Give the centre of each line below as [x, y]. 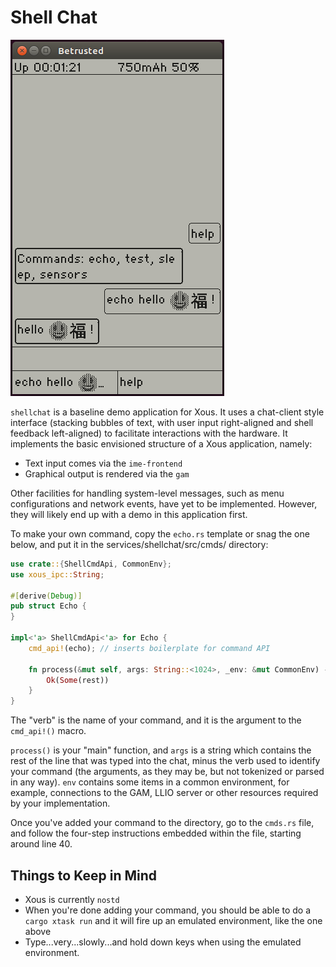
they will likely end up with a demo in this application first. [129, 514]
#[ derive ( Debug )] [46, 596]
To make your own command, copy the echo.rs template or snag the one [160, 533]
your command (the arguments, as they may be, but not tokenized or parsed [167, 772]
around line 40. [41, 844]
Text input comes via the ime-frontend [103, 463]
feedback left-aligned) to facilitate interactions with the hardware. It [149, 433]
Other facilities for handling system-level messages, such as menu [147, 493]
